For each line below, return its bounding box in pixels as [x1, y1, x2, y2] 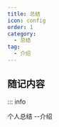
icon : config [7, 17, 46, 24]
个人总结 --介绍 [7, 111, 53, 121]
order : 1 [7, 23, 33, 31]
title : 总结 [7, 10, 41, 18]
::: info [7, 97, 26, 106]
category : [7, 30, 37, 38]
